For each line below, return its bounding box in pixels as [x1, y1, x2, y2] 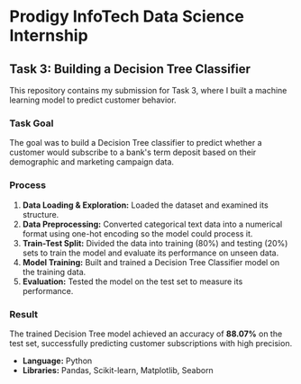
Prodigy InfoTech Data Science [9, 6, 245, 27]
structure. [22, 209, 59, 219]
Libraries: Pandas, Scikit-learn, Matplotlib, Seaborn [22, 364, 214, 375]
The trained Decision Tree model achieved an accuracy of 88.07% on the [9, 328, 283, 339]
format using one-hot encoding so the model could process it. [22, 228, 253, 239]
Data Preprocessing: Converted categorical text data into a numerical [22, 219, 283, 229]
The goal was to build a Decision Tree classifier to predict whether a [9, 138, 263, 148]
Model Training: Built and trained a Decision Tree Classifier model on [22, 256, 280, 267]
